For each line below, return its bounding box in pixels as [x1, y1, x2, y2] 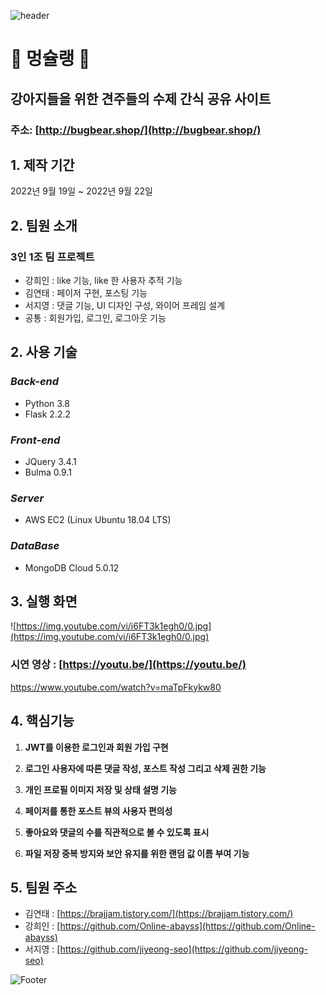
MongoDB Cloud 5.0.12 [24, 561, 120, 574]
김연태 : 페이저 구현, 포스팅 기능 [24, 287, 148, 299]
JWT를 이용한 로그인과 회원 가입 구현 [24, 741, 169, 753]
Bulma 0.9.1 [24, 466, 72, 478]
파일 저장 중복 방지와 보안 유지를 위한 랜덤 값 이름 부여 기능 [24, 847, 250, 859]
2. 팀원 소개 [10, 217, 78, 234]
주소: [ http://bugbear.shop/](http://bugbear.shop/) [10, 123, 262, 137]
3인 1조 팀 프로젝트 [10, 250, 95, 264]
